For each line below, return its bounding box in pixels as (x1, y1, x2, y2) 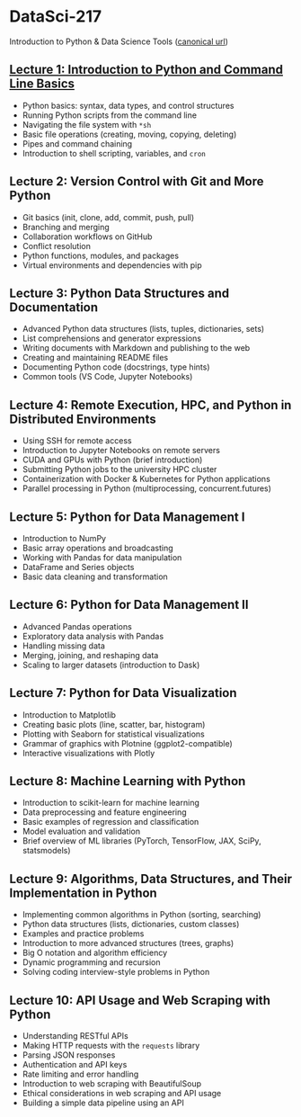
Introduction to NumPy (22, 533, 106, 543)
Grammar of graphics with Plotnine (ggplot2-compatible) (22, 737, 234, 748)
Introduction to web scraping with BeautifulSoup (22, 1078, 202, 1089)
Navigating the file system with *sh (22, 119, 152, 130)
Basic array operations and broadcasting (22, 542, 173, 553)
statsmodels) (22, 845, 71, 856)
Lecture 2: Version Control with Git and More (9, 174, 264, 190)
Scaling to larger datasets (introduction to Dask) (22, 659, 200, 670)
